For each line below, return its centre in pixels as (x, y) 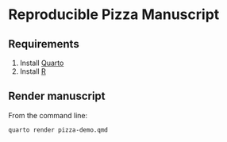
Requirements (44, 44)
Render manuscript (57, 96)
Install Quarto (42, 63)
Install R (33, 71)
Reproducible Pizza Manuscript (114, 15)
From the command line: (48, 115)
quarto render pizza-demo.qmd (58, 130)
